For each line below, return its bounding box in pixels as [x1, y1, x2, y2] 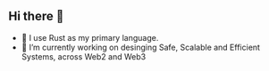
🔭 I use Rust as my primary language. [21, 32, 159, 43]
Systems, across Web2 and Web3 [21, 51, 147, 62]
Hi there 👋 [8, 9, 64, 24]
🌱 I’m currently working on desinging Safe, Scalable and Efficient [21, 42, 261, 52]
